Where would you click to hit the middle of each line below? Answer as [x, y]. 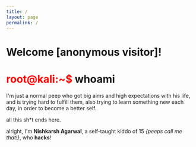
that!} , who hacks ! [29, 138]
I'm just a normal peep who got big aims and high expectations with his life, [98, 95]
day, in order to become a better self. [51, 108]
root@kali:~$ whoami [61, 79]
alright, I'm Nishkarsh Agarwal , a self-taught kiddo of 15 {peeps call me [94, 131]
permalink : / [22, 23]
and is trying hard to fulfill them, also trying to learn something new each [95, 102]
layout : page [22, 17]
